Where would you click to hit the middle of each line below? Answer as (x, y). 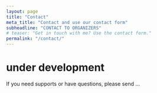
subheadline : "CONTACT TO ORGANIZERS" (54, 28)
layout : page (22, 11)
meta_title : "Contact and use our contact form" (67, 22)
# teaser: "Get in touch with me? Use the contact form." (79, 33)
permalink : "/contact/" (35, 39)
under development (55, 68)
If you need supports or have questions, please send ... (73, 84)
